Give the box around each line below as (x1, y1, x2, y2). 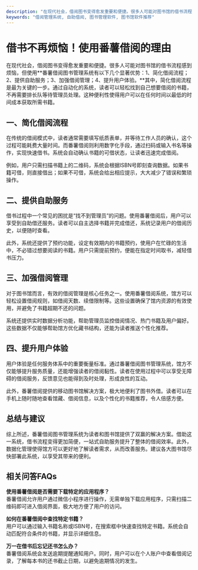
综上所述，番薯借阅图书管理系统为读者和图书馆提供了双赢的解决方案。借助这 (6, 430, 192, 437)
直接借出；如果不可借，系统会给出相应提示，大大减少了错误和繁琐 (31, 169, 192, 176)
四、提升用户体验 (6, 343, 68, 354)
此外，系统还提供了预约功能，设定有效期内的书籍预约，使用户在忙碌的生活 (6, 239, 187, 246)
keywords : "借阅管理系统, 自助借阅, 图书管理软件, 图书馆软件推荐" (6, 14, 155, 20)
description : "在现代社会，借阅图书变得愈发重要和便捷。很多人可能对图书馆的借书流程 (6, 8, 193, 15)
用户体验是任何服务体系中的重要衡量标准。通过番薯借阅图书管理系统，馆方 (6, 360, 187, 367)
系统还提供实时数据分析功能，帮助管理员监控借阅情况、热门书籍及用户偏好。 (6, 317, 192, 324)
